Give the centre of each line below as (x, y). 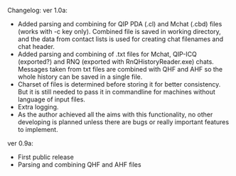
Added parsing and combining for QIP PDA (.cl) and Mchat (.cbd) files (120, 24)
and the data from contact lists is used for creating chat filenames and (120, 39)
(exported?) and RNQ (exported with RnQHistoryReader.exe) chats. (116, 62)
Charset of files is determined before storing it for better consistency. (119, 84)
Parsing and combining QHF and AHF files (79, 165)
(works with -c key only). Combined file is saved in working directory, (119, 32)
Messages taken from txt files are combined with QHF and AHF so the (120, 69)
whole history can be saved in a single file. (80, 77)
